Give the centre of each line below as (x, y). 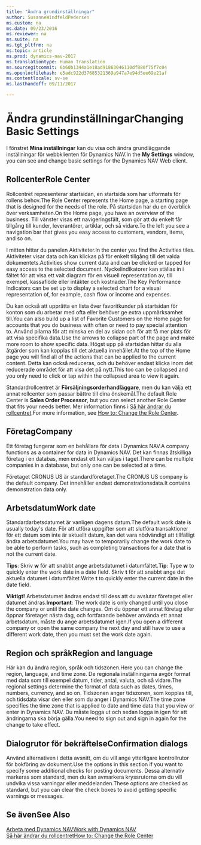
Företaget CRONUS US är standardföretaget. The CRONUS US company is (97, 476)
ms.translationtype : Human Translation (56, 62)
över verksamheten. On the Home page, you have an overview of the (90, 213)
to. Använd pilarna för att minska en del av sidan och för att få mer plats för (99, 331)
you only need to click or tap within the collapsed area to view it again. (93, 376)
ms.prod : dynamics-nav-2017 (41, 56)
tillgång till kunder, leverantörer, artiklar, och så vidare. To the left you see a (98, 225)
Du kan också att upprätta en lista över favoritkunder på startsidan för (92, 306)
